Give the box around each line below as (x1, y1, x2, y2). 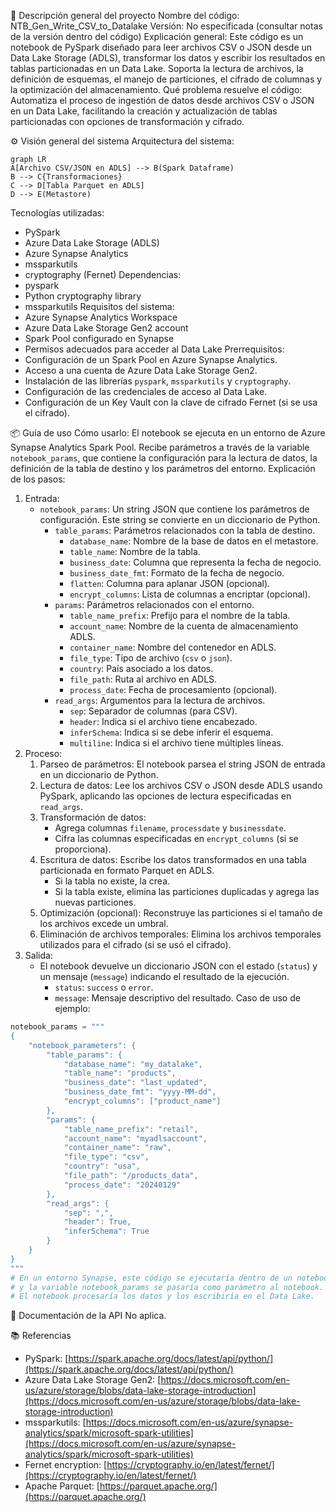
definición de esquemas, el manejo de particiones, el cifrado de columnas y (10, 73, 323, 85)
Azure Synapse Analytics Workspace (24, 311, 178, 323)
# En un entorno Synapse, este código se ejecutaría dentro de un (10, 1273, 293, 1283)
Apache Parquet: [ (24, 1480, 100, 1492)
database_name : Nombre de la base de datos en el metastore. (69, 535, 319, 547)
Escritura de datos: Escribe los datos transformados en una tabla (39, 854, 307, 865)
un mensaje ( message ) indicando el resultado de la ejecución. (39, 971, 290, 982)
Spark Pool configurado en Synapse (24, 333, 175, 344)
